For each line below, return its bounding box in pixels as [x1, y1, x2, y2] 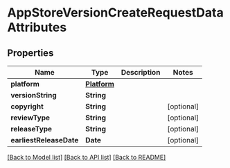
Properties [7, 47, 54, 59]
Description [121, 68, 161, 77]
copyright [10, 102, 44, 111]
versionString [10, 91, 57, 100]
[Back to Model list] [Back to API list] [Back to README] [7, 153, 166, 161]
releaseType [10, 124, 53, 133]
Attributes [7, 19, 67, 35]
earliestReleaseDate [10, 136, 79, 144]
